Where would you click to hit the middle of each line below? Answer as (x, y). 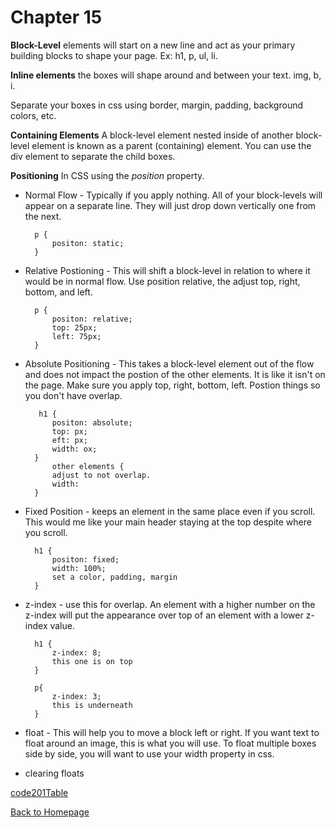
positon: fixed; (85, 559)
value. (62, 625)
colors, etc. (33, 115)
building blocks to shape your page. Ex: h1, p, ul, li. (114, 55)
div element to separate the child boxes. (93, 156)
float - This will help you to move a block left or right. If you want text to (172, 732)
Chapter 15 (56, 17)
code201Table (39, 792)
